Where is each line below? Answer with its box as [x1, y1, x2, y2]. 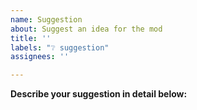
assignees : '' [10, 52, 70, 62]
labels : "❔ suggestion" [10, 42, 110, 53]
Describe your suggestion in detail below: [10, 88, 188, 100]
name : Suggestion [10, 14, 83, 25]
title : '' [10, 33, 52, 43]
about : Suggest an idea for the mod [10, 24, 163, 34]
